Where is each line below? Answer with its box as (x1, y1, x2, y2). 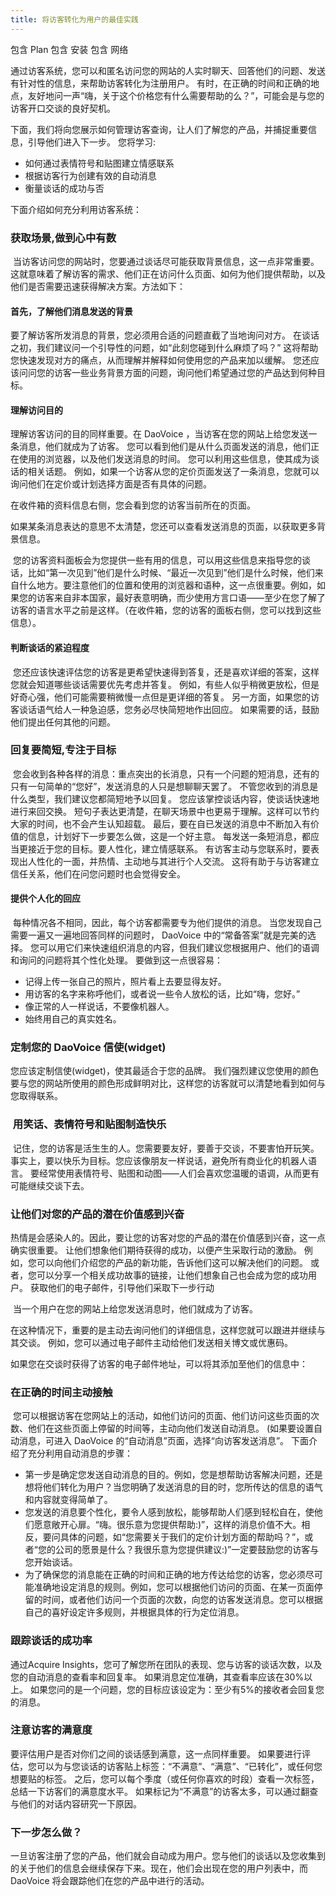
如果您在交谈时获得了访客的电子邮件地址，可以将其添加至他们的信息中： (10, 1357, 308, 1370)
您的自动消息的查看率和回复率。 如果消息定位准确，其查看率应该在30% (10, 1671, 305, 1683)
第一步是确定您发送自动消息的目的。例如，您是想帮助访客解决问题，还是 (24, 1469, 323, 1481)
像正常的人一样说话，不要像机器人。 (24, 1001, 175, 1013)
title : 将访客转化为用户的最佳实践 (10, 14, 139, 25)
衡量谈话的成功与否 (24, 182, 105, 194)
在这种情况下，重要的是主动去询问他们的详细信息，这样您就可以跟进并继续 (10, 1324, 317, 1336)
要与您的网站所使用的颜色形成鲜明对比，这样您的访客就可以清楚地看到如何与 (10, 1077, 326, 1090)
